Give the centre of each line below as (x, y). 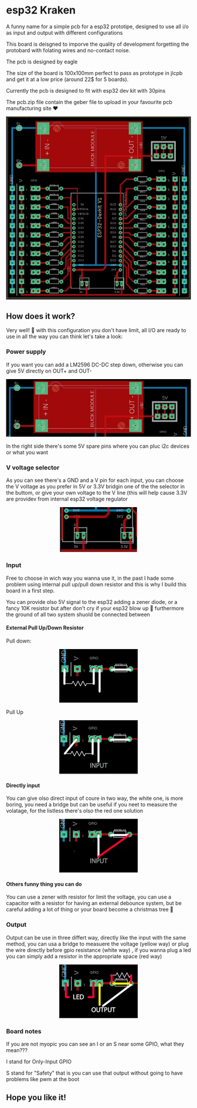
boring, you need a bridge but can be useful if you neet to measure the (92, 805)
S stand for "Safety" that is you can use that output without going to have (94, 1073)
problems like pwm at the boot (43, 1079)
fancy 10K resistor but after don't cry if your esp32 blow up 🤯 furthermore (95, 608)
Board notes (24, 1031)
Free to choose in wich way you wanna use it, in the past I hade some (90, 578)
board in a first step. (30, 590)
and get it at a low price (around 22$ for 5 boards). (67, 79)
